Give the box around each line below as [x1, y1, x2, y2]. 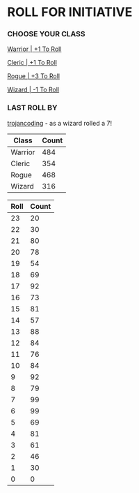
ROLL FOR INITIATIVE [7, 4, 133, 20]
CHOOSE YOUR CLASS [7, 29, 85, 39]
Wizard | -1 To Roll [7, 85, 60, 94]
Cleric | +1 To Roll [7, 59, 58, 67]
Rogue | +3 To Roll [7, 72, 60, 80]
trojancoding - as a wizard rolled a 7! [7, 119, 113, 127]
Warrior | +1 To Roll [7, 45, 62, 53]
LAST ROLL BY [7, 103, 58, 112]
